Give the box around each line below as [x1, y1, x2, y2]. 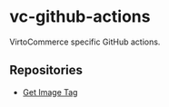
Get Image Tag [22, 86, 78, 97]
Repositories [9, 63, 84, 78]
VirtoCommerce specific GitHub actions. [9, 36, 161, 47]
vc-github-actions [9, 6, 151, 27]
